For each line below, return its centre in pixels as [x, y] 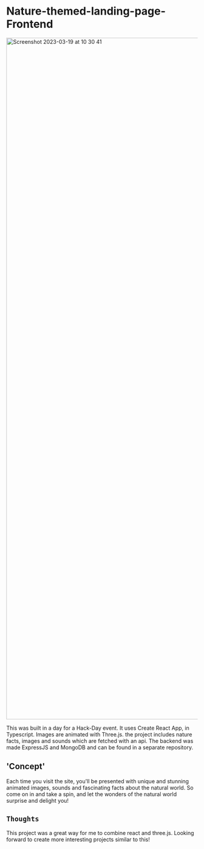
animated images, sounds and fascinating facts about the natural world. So [100, 788]
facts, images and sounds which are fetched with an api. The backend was [100, 741]
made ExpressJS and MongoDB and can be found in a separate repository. [100, 747]
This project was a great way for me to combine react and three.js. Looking [100, 833]
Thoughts [23, 819]
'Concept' [26, 767]
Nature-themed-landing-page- [86, 11]
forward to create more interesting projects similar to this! [78, 839]
